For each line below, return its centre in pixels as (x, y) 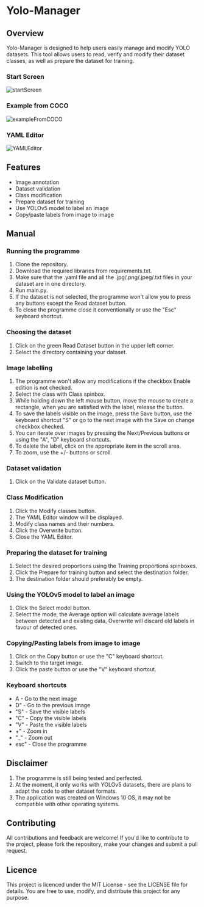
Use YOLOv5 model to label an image (62, 208)
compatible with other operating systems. (67, 804)
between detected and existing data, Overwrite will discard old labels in (105, 621)
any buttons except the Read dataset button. (71, 304)
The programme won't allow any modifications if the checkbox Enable (103, 381)
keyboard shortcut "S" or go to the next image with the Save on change (105, 420)
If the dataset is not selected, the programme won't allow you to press (103, 297)
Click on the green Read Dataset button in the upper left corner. (95, 345)
